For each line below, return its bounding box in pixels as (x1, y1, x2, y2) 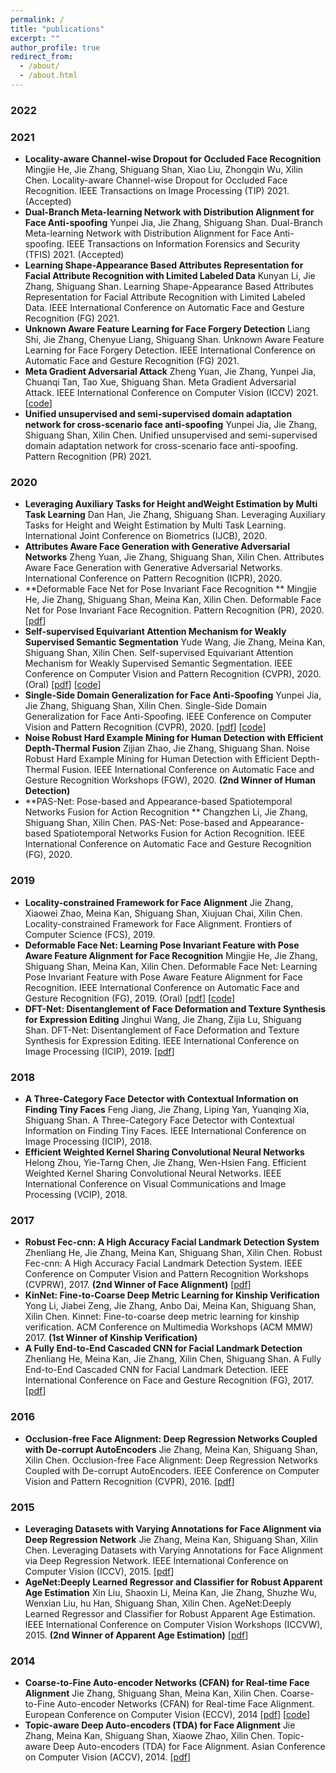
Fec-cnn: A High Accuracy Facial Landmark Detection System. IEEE (24, 1257, 303, 1270)
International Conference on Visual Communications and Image (24, 1177, 287, 1190)
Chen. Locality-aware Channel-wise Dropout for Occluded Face (24, 174, 288, 186)
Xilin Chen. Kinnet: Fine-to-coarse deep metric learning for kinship (24, 1311, 300, 1323)
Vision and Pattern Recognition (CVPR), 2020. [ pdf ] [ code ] (24, 721, 267, 733)
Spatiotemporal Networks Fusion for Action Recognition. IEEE (53, 827, 306, 840)
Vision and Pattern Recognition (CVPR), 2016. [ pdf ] (24, 1475, 235, 1487)
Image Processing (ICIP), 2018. (24, 1135, 153, 1147)
